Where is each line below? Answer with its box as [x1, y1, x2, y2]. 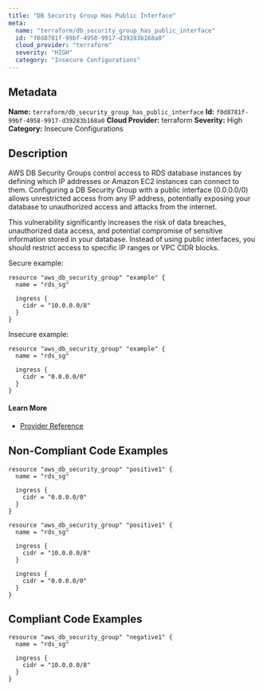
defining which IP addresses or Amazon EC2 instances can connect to [8, 176, 239, 186]
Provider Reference [19, 421, 84, 430]
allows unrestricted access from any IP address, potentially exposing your [8, 193, 251, 203]
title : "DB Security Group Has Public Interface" [8, 11, 177, 20]
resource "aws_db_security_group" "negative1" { [8, 633, 173, 641]
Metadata [8, 85, 57, 100]
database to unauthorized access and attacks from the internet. [8, 202, 218, 211]
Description [8, 147, 68, 160]
